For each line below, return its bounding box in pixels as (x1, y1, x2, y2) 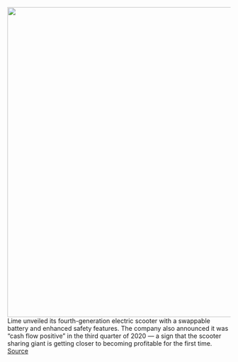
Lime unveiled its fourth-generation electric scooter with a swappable (7, 317, 210, 325)
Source (7, 347, 28, 355)
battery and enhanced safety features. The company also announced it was (7, 324, 229, 332)
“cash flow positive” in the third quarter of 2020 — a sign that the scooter (7, 332, 222, 340)
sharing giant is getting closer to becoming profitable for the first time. (7, 339, 212, 347)
